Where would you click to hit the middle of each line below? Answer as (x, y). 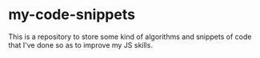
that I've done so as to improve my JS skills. (81, 44)
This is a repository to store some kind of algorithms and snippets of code (130, 37)
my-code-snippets (72, 15)
